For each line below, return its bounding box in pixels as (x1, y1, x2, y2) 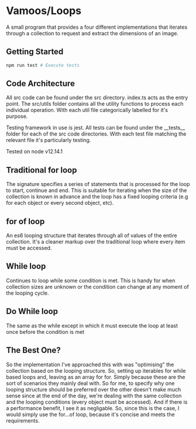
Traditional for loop (6, 165, 77, 175)
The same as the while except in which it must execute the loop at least (6, 322, 178, 329)
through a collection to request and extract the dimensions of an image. (6, 29, 178, 36)
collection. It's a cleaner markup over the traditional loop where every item (6, 238, 185, 245)
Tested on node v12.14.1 (6, 148, 63, 155)
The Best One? (6, 345, 61, 356)
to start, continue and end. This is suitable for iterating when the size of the (6, 187, 187, 194)
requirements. (6, 417, 40, 424)
